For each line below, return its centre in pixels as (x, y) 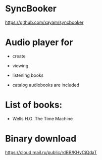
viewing (20, 65)
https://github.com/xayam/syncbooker (44, 22)
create (19, 56)
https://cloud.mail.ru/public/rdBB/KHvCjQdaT (51, 152)
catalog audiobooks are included (46, 85)
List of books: (34, 105)
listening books (28, 75)
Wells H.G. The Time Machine (43, 118)
